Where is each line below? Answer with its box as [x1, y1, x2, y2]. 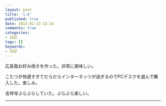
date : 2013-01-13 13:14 [5, 21, 54, 26]
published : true [5, 16, 39, 21]
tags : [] [5, 40, 23, 45]
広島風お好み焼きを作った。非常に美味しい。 [5, 63, 96, 69]
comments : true [5, 26, 37, 31]
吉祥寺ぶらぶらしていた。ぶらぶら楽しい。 [5, 90, 92, 96]
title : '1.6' [5, 12, 32, 17]
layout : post [5, 7, 32, 12]
